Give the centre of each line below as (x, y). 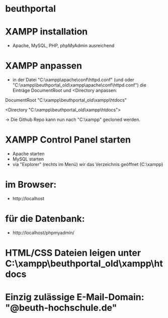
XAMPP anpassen (44, 66)
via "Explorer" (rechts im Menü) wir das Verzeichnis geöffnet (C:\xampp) (88, 164)
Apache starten (28, 154)
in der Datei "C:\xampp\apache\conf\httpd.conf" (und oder (73, 80)
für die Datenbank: (45, 219)
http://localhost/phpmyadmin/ (43, 232)
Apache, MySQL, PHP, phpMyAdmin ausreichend (63, 46)
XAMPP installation (47, 32)
